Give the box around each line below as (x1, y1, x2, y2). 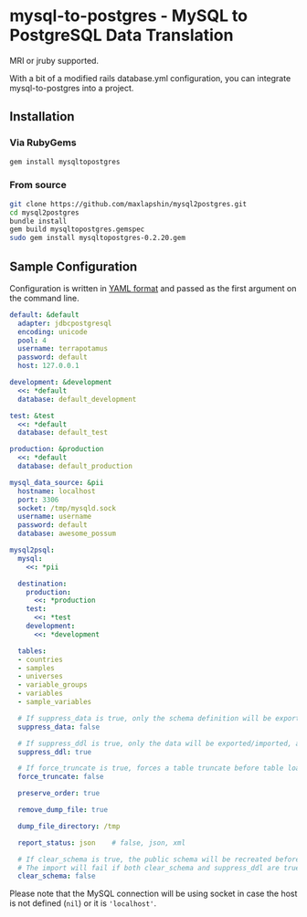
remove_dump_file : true (17, 806, 108, 815)
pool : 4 (17, 335, 48, 345)
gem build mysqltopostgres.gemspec (9, 225, 145, 234)
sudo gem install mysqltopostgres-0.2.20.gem (9, 234, 185, 243)
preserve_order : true (17, 789, 101, 798)
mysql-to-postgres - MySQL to (9, 5, 249, 26)
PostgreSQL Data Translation (9, 25, 234, 46)
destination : (17, 579, 68, 588)
